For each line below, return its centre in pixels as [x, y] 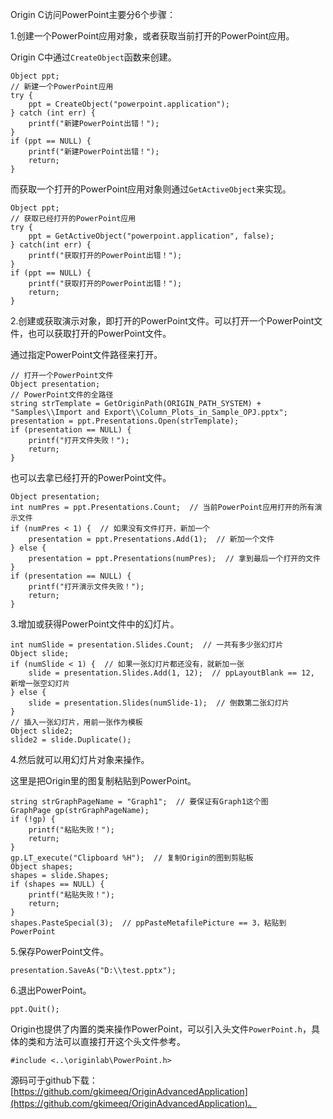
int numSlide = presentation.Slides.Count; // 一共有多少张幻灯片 [147, 645]
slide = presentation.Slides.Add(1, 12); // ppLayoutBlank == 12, [171, 673]
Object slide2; [42, 731]
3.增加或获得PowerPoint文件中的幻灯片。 [95, 624]
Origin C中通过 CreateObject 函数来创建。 [93, 57]
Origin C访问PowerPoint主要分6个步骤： [93, 14]
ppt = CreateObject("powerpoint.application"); [129, 104]
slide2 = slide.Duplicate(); [71, 740]
